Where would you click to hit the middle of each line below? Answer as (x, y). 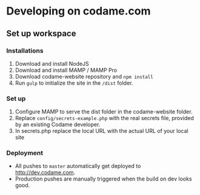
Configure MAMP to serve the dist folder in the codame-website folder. (104, 112)
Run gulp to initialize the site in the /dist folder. (74, 83)
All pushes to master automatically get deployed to (78, 166)
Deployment (25, 153)
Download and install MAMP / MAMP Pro (66, 70)
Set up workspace (41, 34)
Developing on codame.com (78, 11)
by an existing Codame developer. (58, 124)
